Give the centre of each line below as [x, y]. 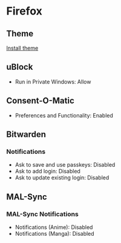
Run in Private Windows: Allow [53, 82]
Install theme [22, 48]
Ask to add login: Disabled [47, 171]
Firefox [24, 11]
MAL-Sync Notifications [42, 214]
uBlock [20, 67]
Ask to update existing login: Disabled [62, 178]
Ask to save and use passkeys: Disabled [65, 165]
